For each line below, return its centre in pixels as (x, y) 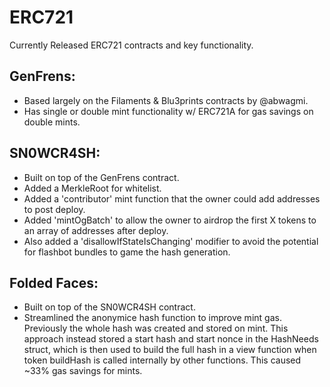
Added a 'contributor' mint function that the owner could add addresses (172, 198)
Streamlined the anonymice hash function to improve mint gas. (152, 318)
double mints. (52, 122)
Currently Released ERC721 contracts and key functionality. (131, 45)
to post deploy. (54, 209)
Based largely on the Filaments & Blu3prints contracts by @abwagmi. (166, 100)
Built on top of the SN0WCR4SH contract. (109, 307)
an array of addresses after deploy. (96, 230)
